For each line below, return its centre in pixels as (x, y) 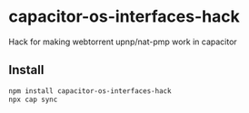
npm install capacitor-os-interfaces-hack (90, 91)
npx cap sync (33, 99)
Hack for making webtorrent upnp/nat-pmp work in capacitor (123, 42)
